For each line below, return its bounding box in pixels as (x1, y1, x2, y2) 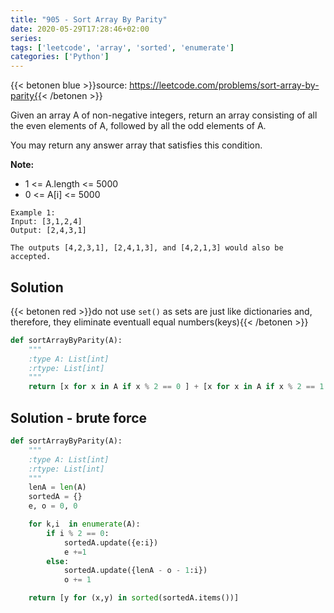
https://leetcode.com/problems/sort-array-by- (129, 79, 320, 91)
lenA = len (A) (28, 482, 87, 493)
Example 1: (10, 208, 56, 218)
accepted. (10, 252, 52, 262)
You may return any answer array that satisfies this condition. (10, 139, 263, 151)
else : (46, 556, 70, 566)
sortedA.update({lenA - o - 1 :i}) (63, 566, 208, 576)
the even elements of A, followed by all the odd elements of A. (10, 120, 267, 132)
